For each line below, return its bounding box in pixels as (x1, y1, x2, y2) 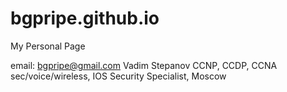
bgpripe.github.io (10, 7, 160, 30)
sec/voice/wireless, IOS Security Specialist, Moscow (10, 70, 227, 82)
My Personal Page (10, 40, 86, 52)
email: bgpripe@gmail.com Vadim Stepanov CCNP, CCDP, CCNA (10, 59, 278, 71)
